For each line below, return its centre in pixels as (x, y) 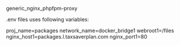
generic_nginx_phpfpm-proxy (42, 8)
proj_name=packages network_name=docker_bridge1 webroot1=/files (90, 30)
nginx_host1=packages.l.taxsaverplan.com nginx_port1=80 (77, 37)
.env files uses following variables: (48, 19)
